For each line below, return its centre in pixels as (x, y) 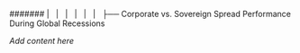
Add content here (42, 41)
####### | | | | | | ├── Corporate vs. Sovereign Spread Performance (150, 14)
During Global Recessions (57, 23)
